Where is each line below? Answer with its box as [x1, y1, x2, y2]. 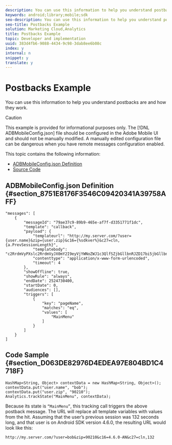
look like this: [5, 424, 33, 431]
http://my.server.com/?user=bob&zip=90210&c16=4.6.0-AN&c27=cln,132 [5, 435, 155, 440]
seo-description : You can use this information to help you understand [5, 17, 161, 22]
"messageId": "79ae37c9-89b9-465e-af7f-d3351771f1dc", [24, 220, 143, 225]
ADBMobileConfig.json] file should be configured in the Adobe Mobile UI [5, 130, 159, 136]
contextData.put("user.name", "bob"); [5, 385, 88, 390]
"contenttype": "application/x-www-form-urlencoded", [32, 256, 150, 261]
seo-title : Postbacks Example [5, 22, 70, 27]
